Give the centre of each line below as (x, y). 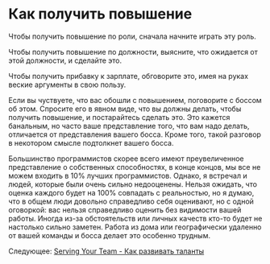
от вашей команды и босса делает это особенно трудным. (110, 235)
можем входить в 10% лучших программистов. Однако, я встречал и (128, 175)
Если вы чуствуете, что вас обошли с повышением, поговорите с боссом (135, 100)
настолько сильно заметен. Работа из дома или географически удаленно (135, 227)
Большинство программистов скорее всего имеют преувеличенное (126, 159)
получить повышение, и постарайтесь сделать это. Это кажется (119, 117)
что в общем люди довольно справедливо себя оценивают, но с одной (131, 201)
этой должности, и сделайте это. (65, 60)
